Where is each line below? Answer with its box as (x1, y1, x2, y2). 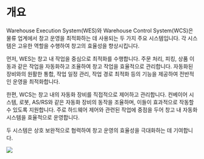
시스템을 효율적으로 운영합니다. (6, 113, 80, 121)
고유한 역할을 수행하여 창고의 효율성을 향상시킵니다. (17, 42, 140, 49)
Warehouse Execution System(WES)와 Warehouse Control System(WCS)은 (6, 27, 194, 34)
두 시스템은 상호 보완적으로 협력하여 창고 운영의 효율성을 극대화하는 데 (6, 126, 172, 134)
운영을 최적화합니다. (12, 77, 60, 85)
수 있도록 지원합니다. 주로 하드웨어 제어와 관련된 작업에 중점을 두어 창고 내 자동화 (6, 106, 198, 113)
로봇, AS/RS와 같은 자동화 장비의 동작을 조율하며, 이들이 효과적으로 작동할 (19, 98, 194, 105)
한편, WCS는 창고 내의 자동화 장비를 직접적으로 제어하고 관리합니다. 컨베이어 (6, 91, 188, 98)
